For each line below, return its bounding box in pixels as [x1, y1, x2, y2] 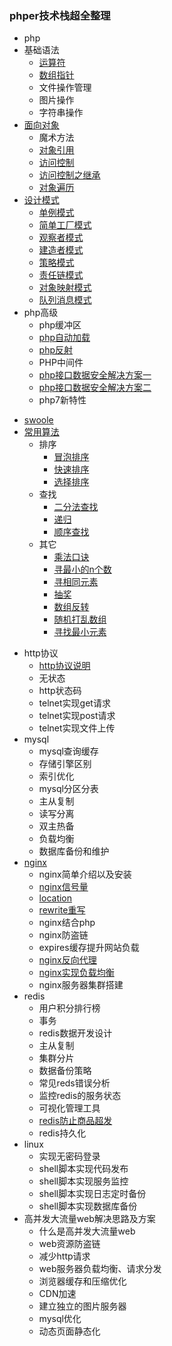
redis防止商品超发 [38, 1115, 113, 1127]
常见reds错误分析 [38, 1077, 111, 1089]
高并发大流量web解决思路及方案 [23, 1213, 156, 1225]
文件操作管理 [38, 82, 92, 94]
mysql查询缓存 [38, 745, 99, 757]
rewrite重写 [38, 904, 86, 916]
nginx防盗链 [38, 929, 89, 941]
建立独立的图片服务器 [38, 1300, 127, 1312]
